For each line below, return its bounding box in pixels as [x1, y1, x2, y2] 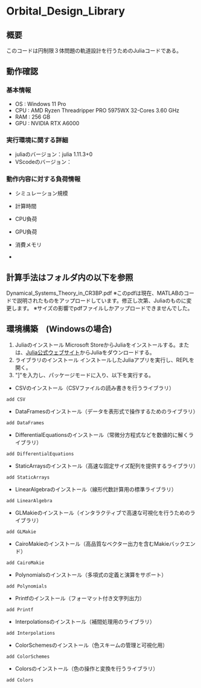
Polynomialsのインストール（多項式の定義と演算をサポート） [14, 571, 167, 578]
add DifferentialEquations [6, 451, 74, 457]
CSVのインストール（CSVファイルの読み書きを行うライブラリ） [14, 384, 175, 392]
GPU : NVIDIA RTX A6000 [14, 119, 80, 126]
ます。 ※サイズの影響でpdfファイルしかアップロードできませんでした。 [16, 304, 193, 312]
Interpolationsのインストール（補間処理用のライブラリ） [14, 618, 155, 625]
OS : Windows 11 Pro [14, 100, 66, 107]
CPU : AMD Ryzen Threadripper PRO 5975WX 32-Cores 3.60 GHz [14, 106, 180, 114]
